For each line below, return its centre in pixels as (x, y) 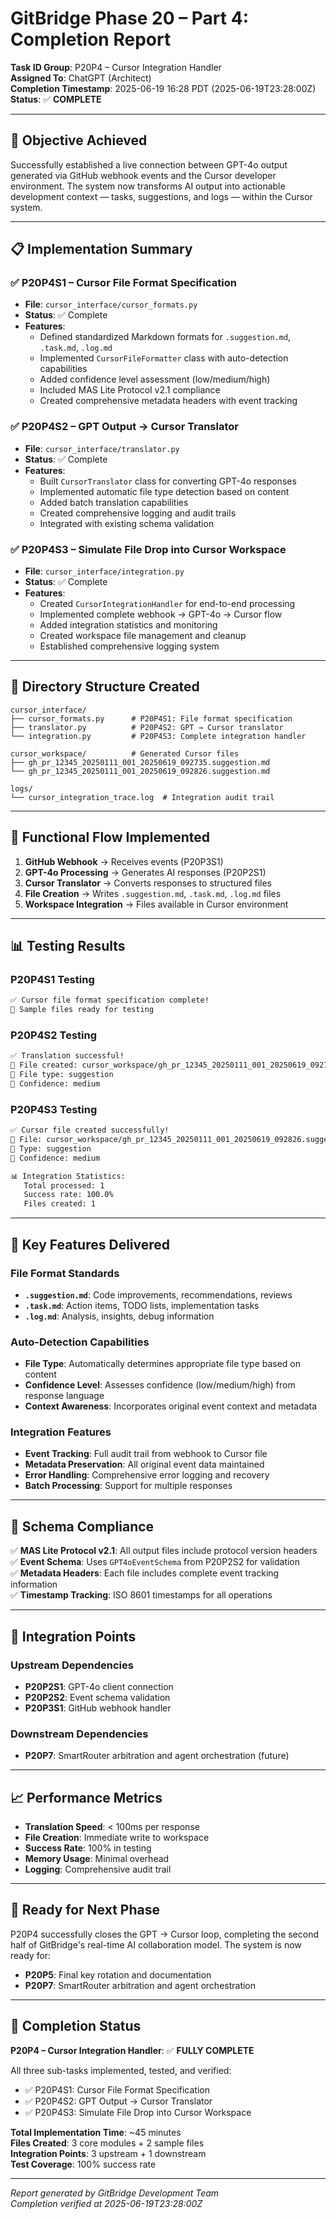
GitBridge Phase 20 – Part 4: (129, 18)
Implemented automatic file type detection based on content (164, 491)
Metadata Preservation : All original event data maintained (144, 1464)
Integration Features (61, 1432)
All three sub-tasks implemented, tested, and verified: (121, 2070)
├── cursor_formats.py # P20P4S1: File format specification (151, 718)
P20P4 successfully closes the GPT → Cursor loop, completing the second (165, 1934)
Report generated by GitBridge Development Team (115, 2193)
